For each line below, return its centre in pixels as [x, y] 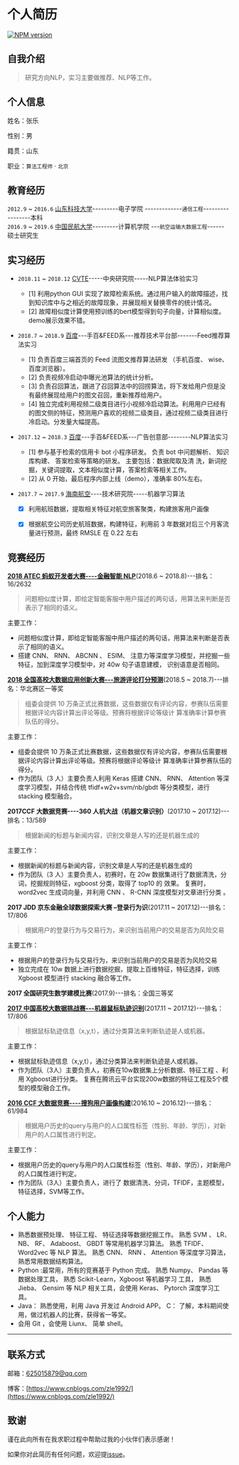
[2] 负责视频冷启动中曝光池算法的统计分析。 [93, 377]
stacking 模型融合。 [47, 796]
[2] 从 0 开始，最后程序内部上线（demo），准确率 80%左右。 [117, 479]
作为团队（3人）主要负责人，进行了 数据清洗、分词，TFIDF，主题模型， [123, 1183]
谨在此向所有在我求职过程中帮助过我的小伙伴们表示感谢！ [91, 1439]
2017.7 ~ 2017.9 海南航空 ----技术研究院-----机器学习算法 [101, 494]
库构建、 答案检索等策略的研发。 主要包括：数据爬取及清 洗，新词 [124, 461]
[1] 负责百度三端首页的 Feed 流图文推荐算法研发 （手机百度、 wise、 [128, 359]
